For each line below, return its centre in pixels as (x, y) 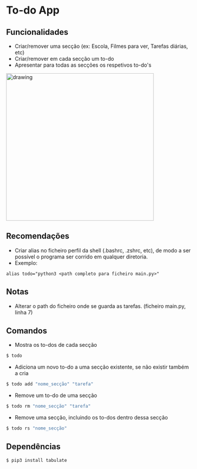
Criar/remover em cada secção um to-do (64, 59)
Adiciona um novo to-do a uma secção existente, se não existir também (102, 367)
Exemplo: (26, 263)
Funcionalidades (37, 32)
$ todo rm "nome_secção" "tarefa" (49, 406)
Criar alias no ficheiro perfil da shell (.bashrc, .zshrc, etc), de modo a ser (103, 250)
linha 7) (24, 312)
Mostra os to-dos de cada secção (56, 345)
